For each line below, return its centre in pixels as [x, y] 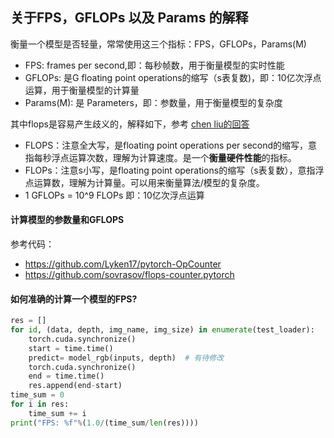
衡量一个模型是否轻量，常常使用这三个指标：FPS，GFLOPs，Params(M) [158, 44]
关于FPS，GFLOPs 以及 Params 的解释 [129, 18]
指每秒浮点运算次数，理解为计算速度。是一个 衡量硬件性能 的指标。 [160, 157]
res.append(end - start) [75, 386]
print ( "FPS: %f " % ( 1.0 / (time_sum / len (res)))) [104, 423]
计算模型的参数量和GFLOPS [67, 220]
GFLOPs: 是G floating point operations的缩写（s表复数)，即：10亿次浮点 [173, 77]
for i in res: [40, 404]
